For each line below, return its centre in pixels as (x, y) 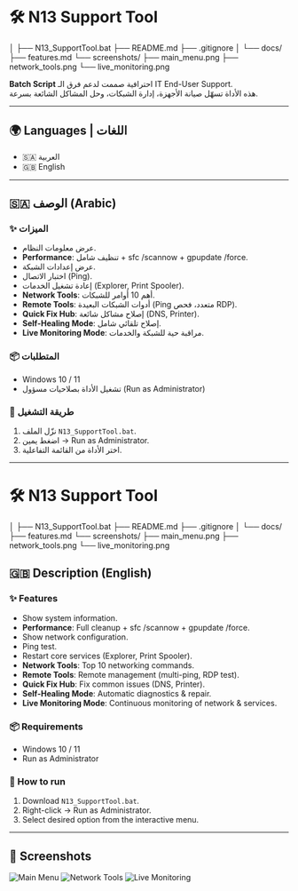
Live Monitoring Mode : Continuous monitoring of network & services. (149, 703)
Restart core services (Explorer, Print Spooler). (107, 656)
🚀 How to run (38, 781)
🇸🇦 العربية (41, 156)
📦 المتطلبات (34, 356)
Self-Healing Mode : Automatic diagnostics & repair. (117, 693)
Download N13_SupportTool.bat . (81, 801)
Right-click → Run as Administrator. (87, 810)
